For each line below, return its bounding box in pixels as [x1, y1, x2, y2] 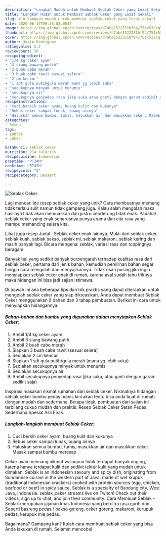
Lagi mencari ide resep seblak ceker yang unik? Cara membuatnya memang [5, 200, 160, 206]
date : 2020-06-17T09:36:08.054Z [5, 21, 72, 26]
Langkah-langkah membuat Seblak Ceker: [5, 421, 95, 427]
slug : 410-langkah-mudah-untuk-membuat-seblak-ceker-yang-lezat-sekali [5, 16, 156, 21]
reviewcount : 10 [5, 49, 39, 53]
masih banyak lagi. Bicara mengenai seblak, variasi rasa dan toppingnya [5, 241, 152, 247]
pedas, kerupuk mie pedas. [5, 511, 61, 517]
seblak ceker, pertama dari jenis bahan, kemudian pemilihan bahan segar [5, 261, 154, 267]
